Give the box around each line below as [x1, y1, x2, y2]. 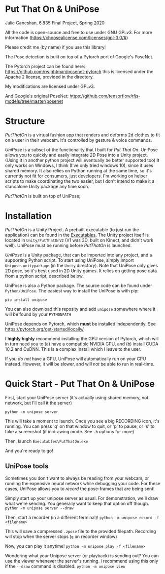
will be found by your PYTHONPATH [5, 311, 71, 317]
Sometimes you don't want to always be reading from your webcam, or [5, 475, 149, 481]
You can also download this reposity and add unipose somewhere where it [5, 306, 156, 312]
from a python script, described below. [5, 273, 84, 279]
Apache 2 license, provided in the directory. [5, 74, 94, 80]
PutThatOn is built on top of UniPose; [5, 193, 81, 199]
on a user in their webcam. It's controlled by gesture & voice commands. [5, 137, 152, 143]
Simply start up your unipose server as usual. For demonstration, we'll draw [5, 495, 159, 501]
